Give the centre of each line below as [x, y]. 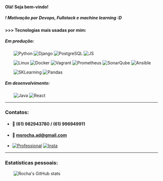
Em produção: [20, 41]
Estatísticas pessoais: [32, 163]
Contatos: [17, 112]
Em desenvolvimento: [27, 83]
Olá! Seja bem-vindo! [27, 7]
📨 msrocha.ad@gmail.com [39, 135]
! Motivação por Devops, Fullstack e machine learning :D [64, 18]
